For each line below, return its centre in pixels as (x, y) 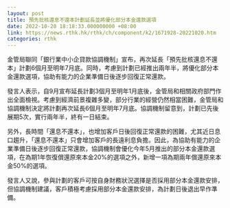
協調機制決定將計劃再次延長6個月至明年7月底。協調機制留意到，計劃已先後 (113, 108)
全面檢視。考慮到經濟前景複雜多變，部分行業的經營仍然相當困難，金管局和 (118, 100)
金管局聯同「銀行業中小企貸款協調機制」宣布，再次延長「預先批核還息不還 (112, 60)
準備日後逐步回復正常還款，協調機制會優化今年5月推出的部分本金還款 (111, 149)
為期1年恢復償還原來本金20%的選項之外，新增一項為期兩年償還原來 (120, 157)
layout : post (26, 13)
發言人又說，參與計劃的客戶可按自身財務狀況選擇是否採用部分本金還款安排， (115, 181)
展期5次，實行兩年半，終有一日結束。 (60, 117)
